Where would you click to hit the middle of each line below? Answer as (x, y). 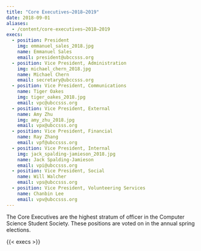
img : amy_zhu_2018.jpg (46, 120)
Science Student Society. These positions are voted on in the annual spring (100, 223)
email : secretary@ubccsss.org (56, 80)
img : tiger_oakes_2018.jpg (51, 97)
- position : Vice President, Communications (69, 86)
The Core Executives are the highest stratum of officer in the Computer (95, 217)
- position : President (41, 40)
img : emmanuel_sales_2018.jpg (56, 46)
